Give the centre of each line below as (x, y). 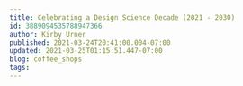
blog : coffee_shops (46, 59)
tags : (19, 68)
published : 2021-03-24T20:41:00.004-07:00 (90, 43)
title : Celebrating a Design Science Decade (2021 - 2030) (122, 17)
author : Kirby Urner (48, 34)
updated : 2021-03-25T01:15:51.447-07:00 (86, 51)
